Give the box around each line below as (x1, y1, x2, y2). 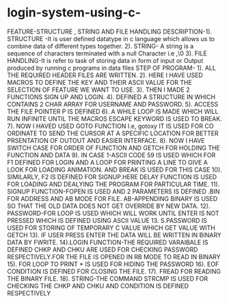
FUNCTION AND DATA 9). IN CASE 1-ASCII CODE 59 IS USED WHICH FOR (7, 150, 216, 159)
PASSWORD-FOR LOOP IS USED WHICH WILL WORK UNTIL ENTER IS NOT (7, 209, 220, 217)
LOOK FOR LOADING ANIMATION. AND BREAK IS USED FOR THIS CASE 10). (7, 166, 222, 174)
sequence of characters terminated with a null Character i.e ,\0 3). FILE (7, 49, 207, 57)
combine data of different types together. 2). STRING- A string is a (7, 42, 194, 50)
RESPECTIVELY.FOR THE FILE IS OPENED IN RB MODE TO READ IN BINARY (7, 252, 221, 261)
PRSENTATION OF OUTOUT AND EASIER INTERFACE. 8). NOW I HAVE (7, 136, 205, 144)
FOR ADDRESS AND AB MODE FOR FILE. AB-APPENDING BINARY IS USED (7, 194, 218, 202)
